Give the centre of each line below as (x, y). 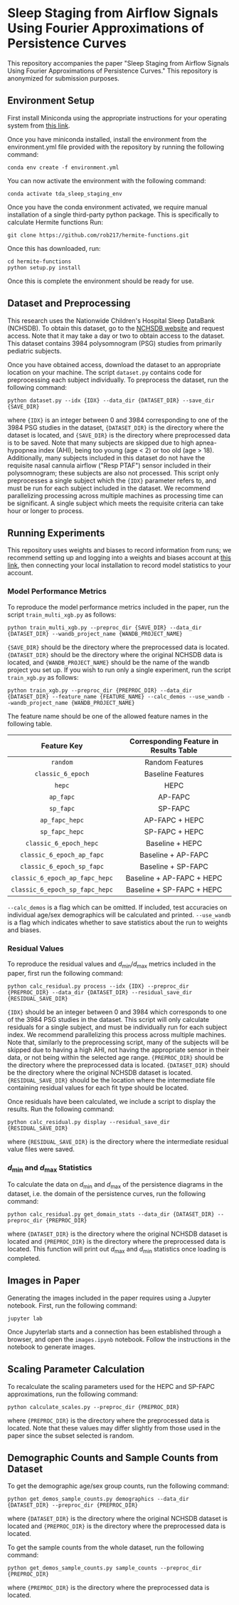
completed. (24, 1258)
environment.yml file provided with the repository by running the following (116, 147)
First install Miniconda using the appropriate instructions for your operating (117, 118)
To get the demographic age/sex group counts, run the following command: (118, 1486)
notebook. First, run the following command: (72, 1305)
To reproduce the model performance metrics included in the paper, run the (118, 607)
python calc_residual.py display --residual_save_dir (89, 1122)
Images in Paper (44, 1281)
